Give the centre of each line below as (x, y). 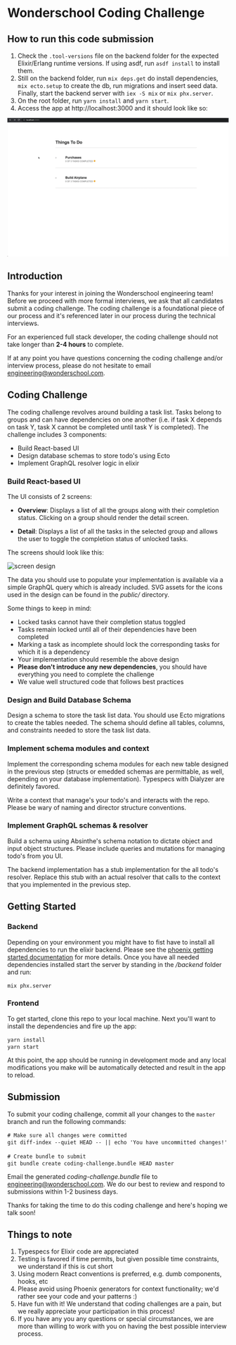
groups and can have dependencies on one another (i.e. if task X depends (115, 419)
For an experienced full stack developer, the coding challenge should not (113, 336)
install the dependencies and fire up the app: (72, 1026)
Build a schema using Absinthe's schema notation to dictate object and (110, 841)
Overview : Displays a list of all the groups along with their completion (118, 510)
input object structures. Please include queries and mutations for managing (116, 848)
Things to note (40, 1235)
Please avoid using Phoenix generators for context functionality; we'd (118, 1289)
